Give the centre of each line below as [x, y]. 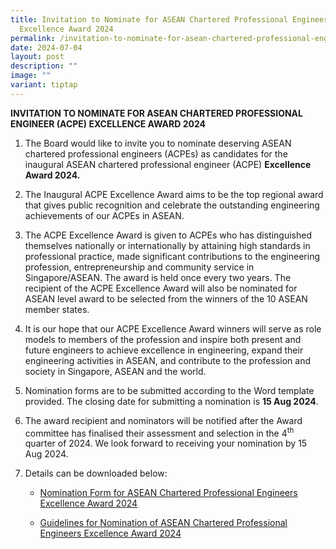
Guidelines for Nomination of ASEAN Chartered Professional [163, 523]
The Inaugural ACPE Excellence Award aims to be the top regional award [174, 194]
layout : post [37, 57]
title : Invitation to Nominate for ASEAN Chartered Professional [149, 19]
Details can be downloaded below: [96, 473]
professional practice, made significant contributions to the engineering [172, 256]
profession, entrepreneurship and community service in [139, 267]
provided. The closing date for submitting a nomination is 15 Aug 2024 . [171, 401]
